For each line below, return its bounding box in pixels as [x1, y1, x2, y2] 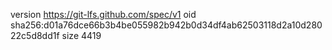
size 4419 [61, 30, 102, 41]
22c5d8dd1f [10, 30, 60, 41]
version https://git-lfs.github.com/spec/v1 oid [10, 9, 197, 20]
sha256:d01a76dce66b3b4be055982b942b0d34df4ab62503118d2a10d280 [10, 19, 323, 31]
